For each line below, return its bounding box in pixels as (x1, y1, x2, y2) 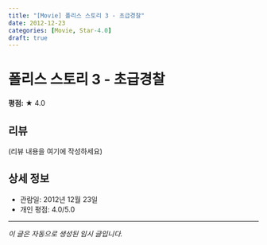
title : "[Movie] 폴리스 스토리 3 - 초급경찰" (8, 11, 145, 20)
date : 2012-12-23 (8, 19, 66, 27)
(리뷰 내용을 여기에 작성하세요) (8, 146, 103, 156)
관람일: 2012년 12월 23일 (19, 194, 98, 204)
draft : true (8, 33, 48, 42)
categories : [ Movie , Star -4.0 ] (8, 26, 112, 34)
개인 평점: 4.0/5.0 (19, 204, 75, 214)
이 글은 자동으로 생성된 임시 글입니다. (8, 228, 123, 239)
